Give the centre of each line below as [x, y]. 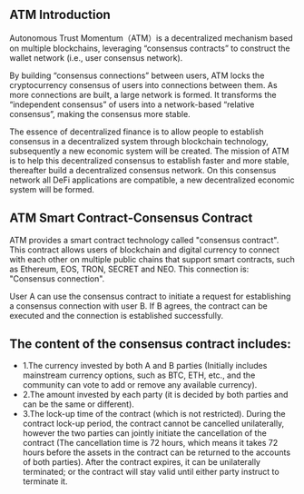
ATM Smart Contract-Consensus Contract [131, 218]
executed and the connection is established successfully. [117, 315]
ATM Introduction [60, 15]
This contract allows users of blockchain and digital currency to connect [144, 250]
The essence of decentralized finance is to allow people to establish [137, 132]
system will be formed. [52, 189]
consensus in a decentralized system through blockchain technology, [139, 141]
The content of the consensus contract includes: [151, 344]
